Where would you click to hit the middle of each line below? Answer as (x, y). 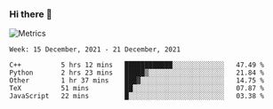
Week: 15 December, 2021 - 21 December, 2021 (95, 50)
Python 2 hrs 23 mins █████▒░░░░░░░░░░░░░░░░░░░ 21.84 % (137, 73)
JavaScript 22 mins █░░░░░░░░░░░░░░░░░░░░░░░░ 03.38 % (137, 97)
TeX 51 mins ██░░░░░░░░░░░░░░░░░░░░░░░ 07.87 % (137, 89)
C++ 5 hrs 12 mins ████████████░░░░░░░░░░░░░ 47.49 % (137, 66)
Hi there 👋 (31, 14)
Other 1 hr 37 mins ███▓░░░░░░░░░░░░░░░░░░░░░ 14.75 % (137, 81)
